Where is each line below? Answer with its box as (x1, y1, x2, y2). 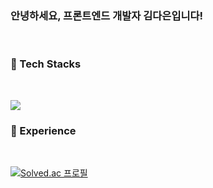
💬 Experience (10, 123, 77, 137)
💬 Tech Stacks (10, 57, 82, 71)
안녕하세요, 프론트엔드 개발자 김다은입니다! (10, 8, 204, 22)
